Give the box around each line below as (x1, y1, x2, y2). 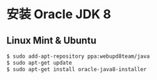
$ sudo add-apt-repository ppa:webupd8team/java (6, 53, 150, 60)
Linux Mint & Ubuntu (6, 34, 97, 46)
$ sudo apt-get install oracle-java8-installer (6, 65, 147, 73)
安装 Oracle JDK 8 (6, 6, 112, 22)
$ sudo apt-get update (6, 59, 72, 66)
